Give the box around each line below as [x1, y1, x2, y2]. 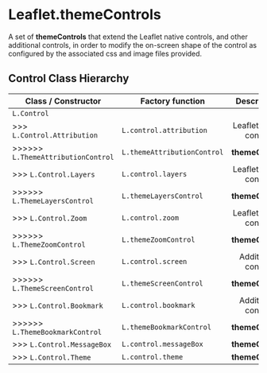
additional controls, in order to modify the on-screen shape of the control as [8, 40, 257, 49]
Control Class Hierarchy [8, 72, 130, 85]
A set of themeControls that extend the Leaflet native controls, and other [8, 32, 249, 41]
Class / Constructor [25, 95, 102, 107]
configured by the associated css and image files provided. [8, 49, 203, 58]
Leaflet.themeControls [8, 6, 161, 24]
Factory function [140, 95, 205, 107]
